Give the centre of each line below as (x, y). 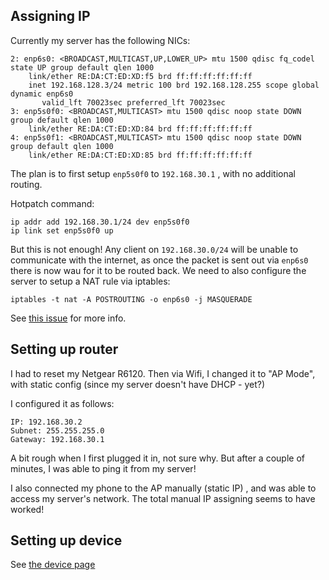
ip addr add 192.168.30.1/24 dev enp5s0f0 (100, 222)
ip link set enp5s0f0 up (62, 230)
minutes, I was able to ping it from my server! (103, 468)
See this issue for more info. (68, 318)
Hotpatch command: (52, 203)
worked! (27, 509)
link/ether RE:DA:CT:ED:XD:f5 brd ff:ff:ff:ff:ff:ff (140, 76)
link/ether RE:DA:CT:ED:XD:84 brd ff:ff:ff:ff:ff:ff (140, 129)
